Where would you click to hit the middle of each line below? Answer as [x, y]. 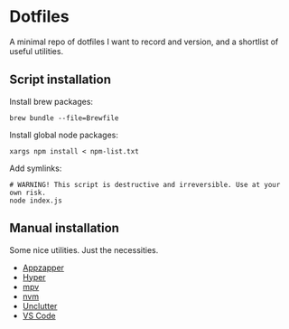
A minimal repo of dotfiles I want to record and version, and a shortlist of [144, 42]
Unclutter [40, 305]
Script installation [60, 80]
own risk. [28, 193]
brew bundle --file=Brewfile [64, 118]
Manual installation [65, 228]
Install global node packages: [64, 135]
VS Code [39, 315]
